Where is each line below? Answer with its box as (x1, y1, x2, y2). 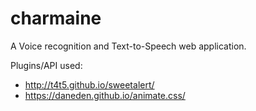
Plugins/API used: (10, 59, 83, 71)
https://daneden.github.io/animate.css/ (24, 89, 186, 101)
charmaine (10, 7, 102, 30)
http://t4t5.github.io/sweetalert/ (24, 78, 155, 91)
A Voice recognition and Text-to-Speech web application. (10, 40, 247, 52)
